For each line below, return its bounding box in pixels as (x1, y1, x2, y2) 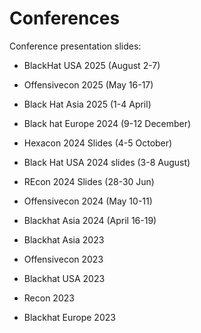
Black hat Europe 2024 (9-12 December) (23, 117, 192, 129)
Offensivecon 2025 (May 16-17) (23, 78, 154, 91)
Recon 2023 (23, 292, 75, 304)
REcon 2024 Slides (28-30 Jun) (23, 175, 155, 187)
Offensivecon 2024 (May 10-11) (23, 195, 153, 207)
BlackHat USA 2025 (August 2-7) (23, 59, 161, 71)
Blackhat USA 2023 (23, 272, 106, 284)
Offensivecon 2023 (23, 253, 104, 265)
